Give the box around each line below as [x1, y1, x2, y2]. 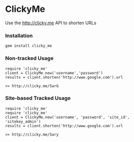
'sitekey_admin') [5, 119, 41, 124]
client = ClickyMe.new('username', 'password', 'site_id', [5, 115, 130, 120]
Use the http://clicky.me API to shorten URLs [5, 20, 97, 26]
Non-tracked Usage [5, 55, 54, 62]
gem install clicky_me [5, 44, 52, 48]
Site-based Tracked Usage [5, 95, 71, 102]
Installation [5, 32, 33, 39]
